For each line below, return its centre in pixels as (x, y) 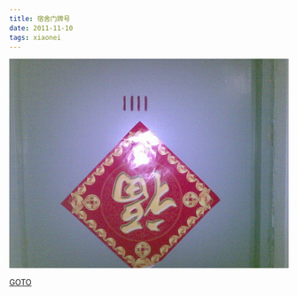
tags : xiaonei (35, 37)
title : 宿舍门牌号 (40, 19)
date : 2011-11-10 (41, 28)
